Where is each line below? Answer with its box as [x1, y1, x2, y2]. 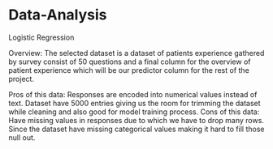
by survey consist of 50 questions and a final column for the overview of [8, 57, 251, 66]
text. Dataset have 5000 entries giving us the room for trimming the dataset [8, 98, 262, 108]
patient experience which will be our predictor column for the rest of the [8, 65, 249, 74]
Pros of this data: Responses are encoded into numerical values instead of [8, 89, 258, 99]
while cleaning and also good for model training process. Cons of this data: [8, 107, 260, 117]
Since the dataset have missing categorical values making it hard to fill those [8, 124, 265, 134]
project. [8, 74, 35, 83]
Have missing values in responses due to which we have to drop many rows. [8, 115, 264, 125]
